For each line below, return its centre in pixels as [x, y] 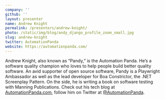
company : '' [17, 10]
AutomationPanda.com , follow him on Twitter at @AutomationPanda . [75, 92]
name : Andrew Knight [27, 24]
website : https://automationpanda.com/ [46, 47]
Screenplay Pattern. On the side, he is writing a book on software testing [79, 82]
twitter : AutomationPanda [32, 42]
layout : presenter [24, 19]
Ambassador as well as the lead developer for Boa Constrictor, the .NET [79, 76]
